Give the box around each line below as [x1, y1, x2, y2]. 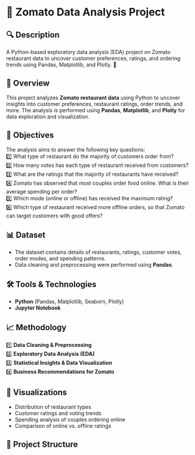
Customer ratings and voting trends [14, 409, 102, 416]
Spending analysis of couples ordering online [14, 416, 126, 423]
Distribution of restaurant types [14, 403, 92, 410]
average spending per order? [6, 188, 77, 195]
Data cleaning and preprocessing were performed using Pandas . [14, 261, 174, 268]
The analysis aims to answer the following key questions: [6, 146, 145, 153]
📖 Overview [6, 78, 50, 89]
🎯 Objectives [6, 130, 55, 140]
